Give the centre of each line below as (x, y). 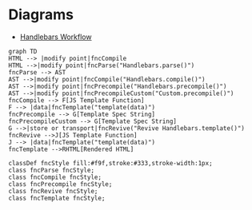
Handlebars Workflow (56, 37)
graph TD (23, 51)
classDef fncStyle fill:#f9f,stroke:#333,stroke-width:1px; (111, 163)
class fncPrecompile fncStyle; (60, 184)
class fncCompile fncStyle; (55, 177)
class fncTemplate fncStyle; (57, 198)
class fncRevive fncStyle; (53, 191)
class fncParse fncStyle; (51, 170)
